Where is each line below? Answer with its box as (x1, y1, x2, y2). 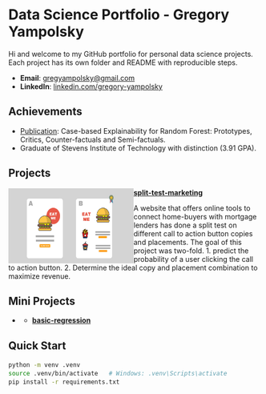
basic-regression (31, 316, 91, 325)
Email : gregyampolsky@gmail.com (19, 73, 135, 82)
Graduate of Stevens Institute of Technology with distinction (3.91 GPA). (19, 143, 256, 153)
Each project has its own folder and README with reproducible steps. (8, 58, 238, 67)
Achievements (8, 105, 83, 119)
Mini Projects (8, 294, 76, 308)
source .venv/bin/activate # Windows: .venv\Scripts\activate (8, 370, 228, 378)
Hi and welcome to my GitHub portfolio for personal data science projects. (8, 49, 254, 58)
